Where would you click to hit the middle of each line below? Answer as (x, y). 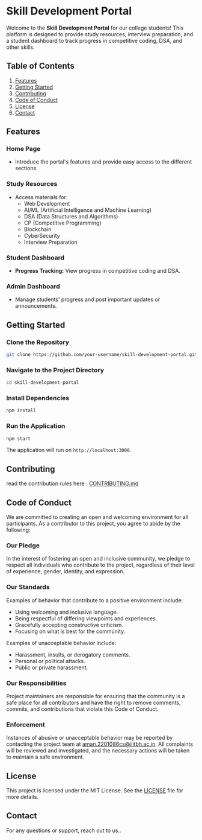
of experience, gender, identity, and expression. (66, 571)
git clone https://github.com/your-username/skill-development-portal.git (102, 355)
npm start (19, 439)
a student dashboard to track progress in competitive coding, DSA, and (94, 40)
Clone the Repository (38, 342)
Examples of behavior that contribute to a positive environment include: (95, 600)
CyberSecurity (42, 235)
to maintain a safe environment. (45, 757)
